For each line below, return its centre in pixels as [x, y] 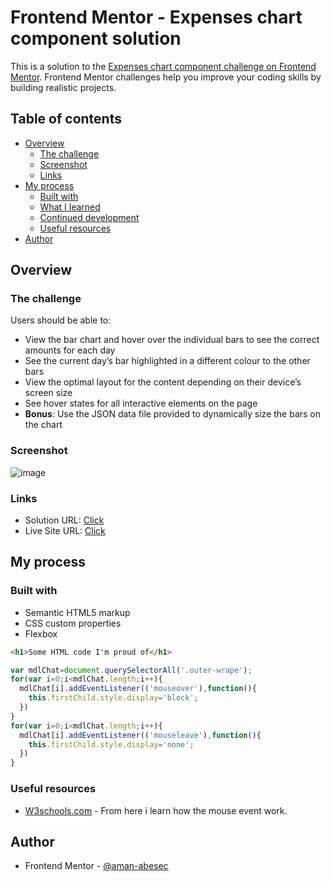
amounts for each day [70, 350]
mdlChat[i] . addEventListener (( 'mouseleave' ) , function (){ [140, 735]
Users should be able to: [61, 320]
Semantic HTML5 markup [77, 612]
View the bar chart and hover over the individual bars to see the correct [172, 340]
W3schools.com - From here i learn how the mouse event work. [156, 810]
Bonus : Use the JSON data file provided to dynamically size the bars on [173, 414]
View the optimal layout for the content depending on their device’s [163, 382]
